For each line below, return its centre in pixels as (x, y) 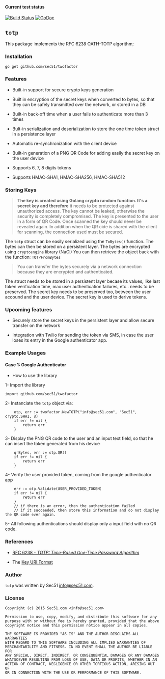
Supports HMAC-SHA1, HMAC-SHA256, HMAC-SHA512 (69, 177)
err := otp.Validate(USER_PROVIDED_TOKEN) (58, 489)
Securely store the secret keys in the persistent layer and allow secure (83, 320)
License (15, 598)
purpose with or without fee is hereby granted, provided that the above (82, 621)
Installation (19, 56)
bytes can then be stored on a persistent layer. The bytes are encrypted (78, 246)
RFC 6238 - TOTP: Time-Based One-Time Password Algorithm (76, 552)
